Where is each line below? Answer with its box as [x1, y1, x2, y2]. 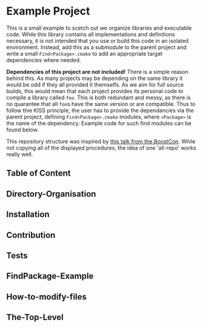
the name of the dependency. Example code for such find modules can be [6, 119, 192, 126]
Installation [6, 209, 50, 220]
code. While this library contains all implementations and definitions [6, 30, 175, 38]
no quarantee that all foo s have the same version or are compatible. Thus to [6, 100, 196, 107]
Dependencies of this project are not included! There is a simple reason [6, 68, 189, 75]
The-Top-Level [6, 312, 64, 323]
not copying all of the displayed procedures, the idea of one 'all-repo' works [6, 144, 197, 151]
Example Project [6, 4, 90, 18]
